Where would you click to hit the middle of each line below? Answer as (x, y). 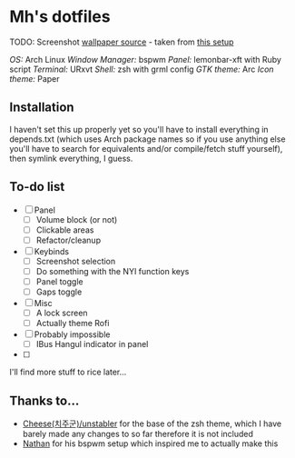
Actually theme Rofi (73, 324)
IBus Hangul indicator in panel (92, 344)
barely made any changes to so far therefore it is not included (138, 434)
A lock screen (62, 313)
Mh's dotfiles (60, 17)
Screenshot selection (76, 261)
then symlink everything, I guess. (71, 158)
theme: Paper (35, 78)
